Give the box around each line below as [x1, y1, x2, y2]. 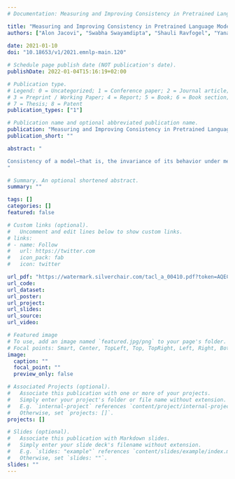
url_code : [7, 279, 36, 287]
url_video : [7, 319, 39, 326]
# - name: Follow [7, 241, 58, 249]
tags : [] [7, 196, 33, 203]
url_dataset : [7, 286, 45, 293]
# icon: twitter [7, 261, 61, 268]
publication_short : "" [7, 132, 73, 139]
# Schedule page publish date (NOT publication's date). [7, 62, 177, 69]
